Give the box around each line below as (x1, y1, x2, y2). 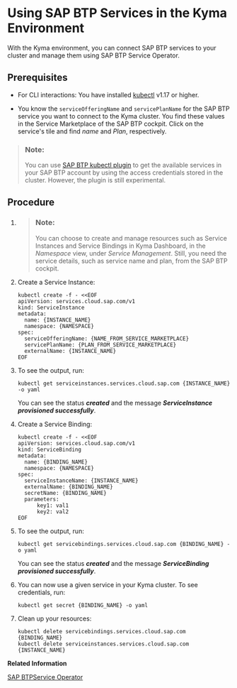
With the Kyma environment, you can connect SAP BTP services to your (7, 43, 217, 52)
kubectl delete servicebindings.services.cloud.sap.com (17, 628, 186, 635)
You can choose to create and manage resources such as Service (35, 234, 228, 242)
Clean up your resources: (17, 614, 92, 623)
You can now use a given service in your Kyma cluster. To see (17, 580, 198, 589)
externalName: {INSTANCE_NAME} (24, 347, 117, 354)
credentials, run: (17, 588, 66, 596)
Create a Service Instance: (17, 278, 96, 286)
